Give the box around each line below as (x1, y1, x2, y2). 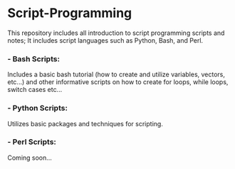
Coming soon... (7, 153, 52, 162)
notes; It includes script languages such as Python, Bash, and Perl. (7, 36, 204, 44)
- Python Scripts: (7, 103, 68, 113)
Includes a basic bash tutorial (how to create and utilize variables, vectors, (7, 70, 226, 79)
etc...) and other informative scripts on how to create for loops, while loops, (7, 78, 229, 86)
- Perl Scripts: (7, 137, 57, 147)
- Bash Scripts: (7, 53, 61, 63)
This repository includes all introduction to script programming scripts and (7, 29, 225, 37)
